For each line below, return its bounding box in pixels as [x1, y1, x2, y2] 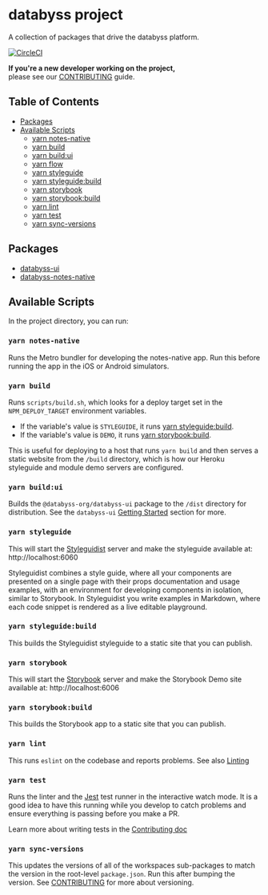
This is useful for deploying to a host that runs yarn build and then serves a [8, 445, 258, 455]
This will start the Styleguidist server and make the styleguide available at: [8, 543, 254, 553]
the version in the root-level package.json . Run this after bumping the [8, 869, 236, 879]
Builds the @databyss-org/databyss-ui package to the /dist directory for [8, 499, 247, 509]
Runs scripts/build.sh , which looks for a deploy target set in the [8, 397, 223, 407]
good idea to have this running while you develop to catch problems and [8, 800, 246, 810]
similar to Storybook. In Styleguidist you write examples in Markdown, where [8, 593, 261, 603]
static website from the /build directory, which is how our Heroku [8, 454, 226, 463]
